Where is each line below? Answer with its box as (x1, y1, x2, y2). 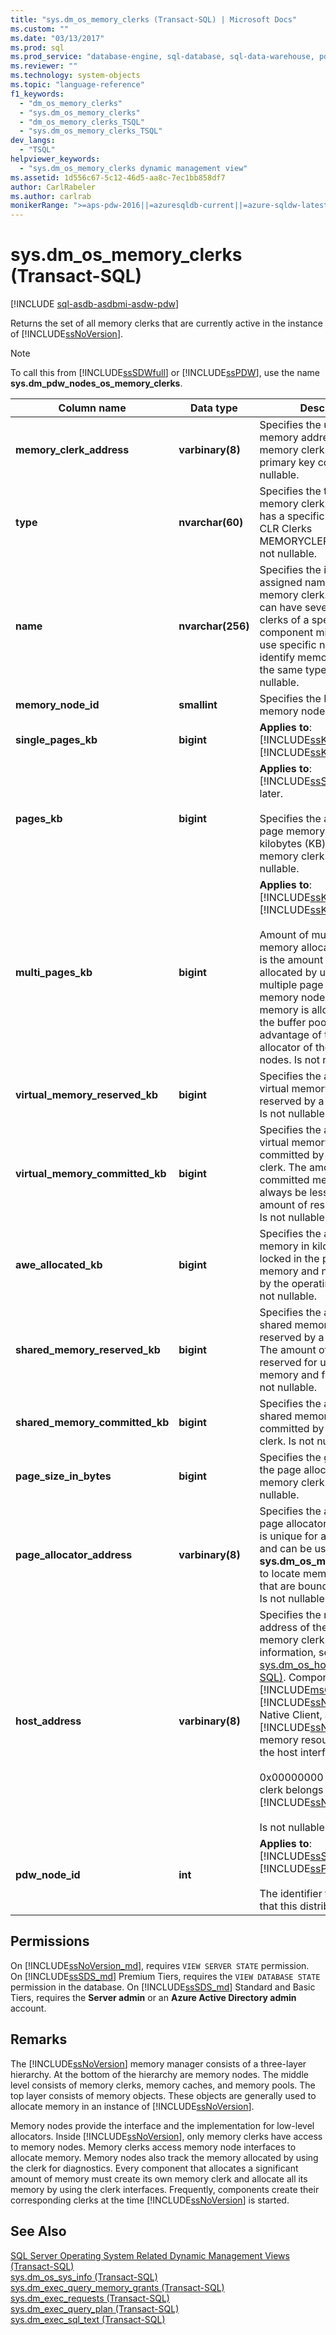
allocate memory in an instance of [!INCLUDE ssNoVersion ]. (10, 2100, 255, 2112)
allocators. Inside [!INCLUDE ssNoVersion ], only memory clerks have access (10, 2130, 323, 2142)
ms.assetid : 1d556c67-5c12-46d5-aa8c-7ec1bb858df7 (10, 172, 226, 183)
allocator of (259, 1041, 313, 1055)
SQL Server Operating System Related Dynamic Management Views (10, 2249, 290, 2261)
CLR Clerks (259, 522, 313, 536)
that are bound (259, 1579, 329, 1593)
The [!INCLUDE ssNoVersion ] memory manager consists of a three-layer (10, 2057, 307, 2070)
